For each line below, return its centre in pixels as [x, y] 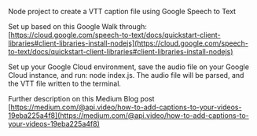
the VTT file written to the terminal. [65, 83]
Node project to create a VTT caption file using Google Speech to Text [122, 11]
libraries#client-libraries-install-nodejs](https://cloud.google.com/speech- [128, 43]
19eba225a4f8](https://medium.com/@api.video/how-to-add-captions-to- [128, 116]
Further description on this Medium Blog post [81, 99]
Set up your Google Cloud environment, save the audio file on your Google [129, 67]
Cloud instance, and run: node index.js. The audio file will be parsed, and [126, 75]
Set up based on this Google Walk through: [77, 26]
